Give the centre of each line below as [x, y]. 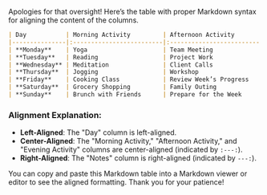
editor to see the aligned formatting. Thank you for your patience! [116, 182]
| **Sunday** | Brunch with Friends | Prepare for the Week [125, 95]
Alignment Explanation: [55, 115]
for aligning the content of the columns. [73, 20]
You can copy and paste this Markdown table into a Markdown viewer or [128, 174]
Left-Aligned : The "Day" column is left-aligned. [98, 132]
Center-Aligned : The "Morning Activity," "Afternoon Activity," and [128, 141]
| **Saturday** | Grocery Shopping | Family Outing [113, 87]
